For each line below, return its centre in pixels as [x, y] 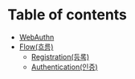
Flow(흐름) [36, 47]
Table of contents [67, 15]
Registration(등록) [60, 56]
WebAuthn [37, 37]
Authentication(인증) [64, 67]
